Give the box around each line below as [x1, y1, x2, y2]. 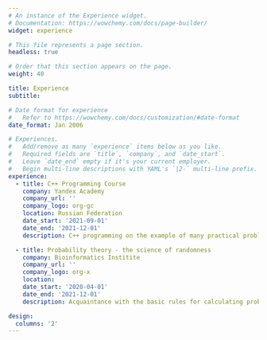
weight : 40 [8, 70, 44, 78]
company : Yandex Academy [22, 187, 105, 195]
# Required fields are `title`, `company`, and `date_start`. [8, 150, 226, 158]
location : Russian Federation [22, 209, 123, 217]
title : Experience [8, 84, 69, 92]
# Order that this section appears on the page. [8, 63, 172, 71]
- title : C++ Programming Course [15, 180, 126, 188]
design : [8, 312, 34, 320]
